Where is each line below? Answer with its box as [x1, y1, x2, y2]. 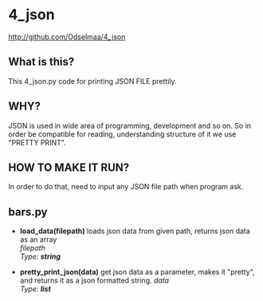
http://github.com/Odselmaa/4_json [8, 32, 126, 42]
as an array [19, 235, 57, 244]
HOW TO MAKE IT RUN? [8, 160, 130, 174]
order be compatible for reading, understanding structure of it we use [8, 129, 237, 139]
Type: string [19, 251, 61, 261]
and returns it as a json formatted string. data [19, 275, 170, 285]
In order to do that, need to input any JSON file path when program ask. [8, 182, 244, 192]
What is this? [8, 55, 75, 69]
